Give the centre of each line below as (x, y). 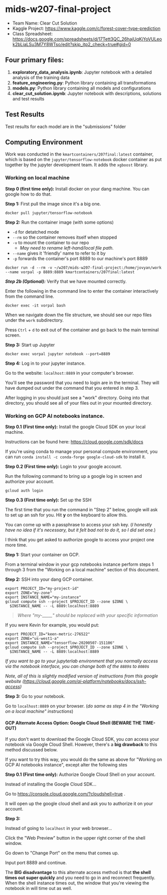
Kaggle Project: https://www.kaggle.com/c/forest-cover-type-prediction (86, 28)
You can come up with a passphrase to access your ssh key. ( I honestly (79, 524)
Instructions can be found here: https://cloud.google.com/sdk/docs (74, 442)
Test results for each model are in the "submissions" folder (66, 127)
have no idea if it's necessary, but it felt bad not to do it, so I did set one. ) (81, 530)
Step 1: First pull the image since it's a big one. (53, 204)
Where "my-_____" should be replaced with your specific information (87, 615)
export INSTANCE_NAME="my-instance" (43, 597)
